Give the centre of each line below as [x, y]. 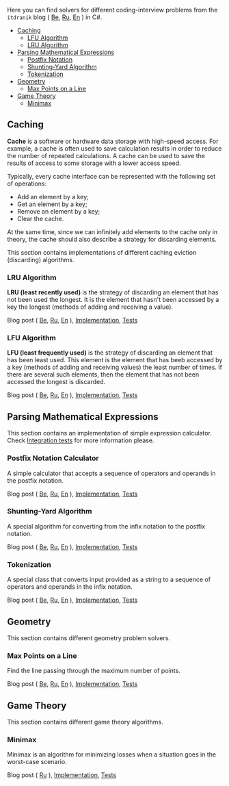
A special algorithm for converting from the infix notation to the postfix [106, 526]
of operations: [27, 183]
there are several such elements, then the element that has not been [103, 375]
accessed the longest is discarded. [56, 382]
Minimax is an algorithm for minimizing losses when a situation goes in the [112, 755]
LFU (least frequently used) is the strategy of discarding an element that [110, 353]
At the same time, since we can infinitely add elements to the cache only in [112, 231]
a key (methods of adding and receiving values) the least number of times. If [115, 367]
